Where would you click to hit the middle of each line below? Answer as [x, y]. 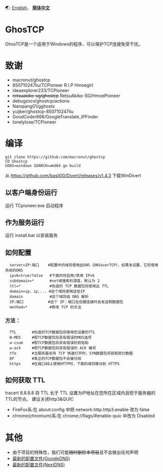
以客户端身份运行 [31, 193]
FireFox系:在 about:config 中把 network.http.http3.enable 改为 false [81, 410]
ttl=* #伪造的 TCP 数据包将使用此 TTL [59, 286]
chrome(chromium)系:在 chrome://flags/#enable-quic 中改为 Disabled [83, 416]
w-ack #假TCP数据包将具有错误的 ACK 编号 [53, 348]
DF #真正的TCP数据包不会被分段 [46, 359]
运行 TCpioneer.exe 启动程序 [34, 206]
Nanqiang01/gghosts [33, 106]
